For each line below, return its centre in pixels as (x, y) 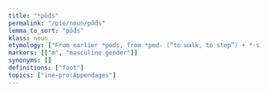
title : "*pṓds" (34, 16)
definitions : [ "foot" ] (46, 68)
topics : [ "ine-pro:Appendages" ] (62, 75)
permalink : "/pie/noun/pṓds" (57, 23)
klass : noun (28, 38)
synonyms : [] (30, 61)
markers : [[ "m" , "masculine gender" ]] (73, 53)
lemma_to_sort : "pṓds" (46, 30)
